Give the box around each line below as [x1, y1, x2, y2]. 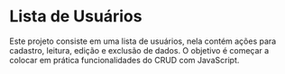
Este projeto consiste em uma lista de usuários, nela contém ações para [9, 36, 277, 46]
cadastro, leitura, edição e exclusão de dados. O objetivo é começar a [9, 45, 270, 55]
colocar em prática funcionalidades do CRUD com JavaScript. [9, 54, 240, 65]
